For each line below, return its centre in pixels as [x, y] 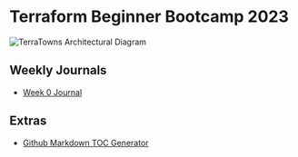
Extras [28, 121]
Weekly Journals [58, 70]
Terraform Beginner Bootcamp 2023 [149, 17]
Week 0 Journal [52, 92]
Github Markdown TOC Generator [85, 142]
